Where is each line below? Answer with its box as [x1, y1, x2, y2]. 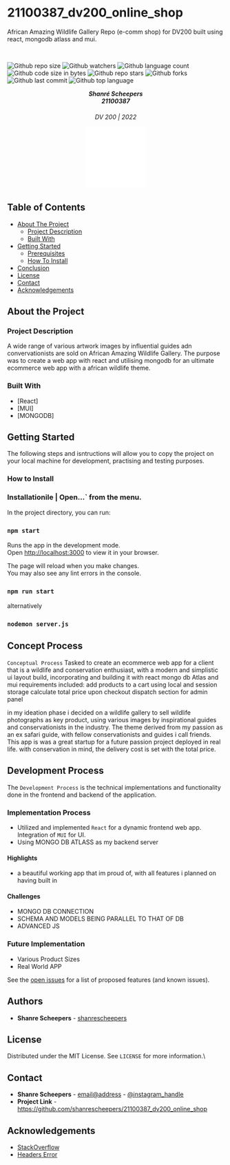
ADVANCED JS [17, 922, 60, 930]
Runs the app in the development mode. [7, 540, 121, 549]
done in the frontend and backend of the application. [7, 790, 157, 799]
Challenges [7, 892, 41, 900]
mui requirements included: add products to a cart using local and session [7, 680, 218, 689]
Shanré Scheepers [88, 90, 143, 98]
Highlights [7, 854, 38, 862]
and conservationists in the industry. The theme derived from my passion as [7, 723, 223, 731]
